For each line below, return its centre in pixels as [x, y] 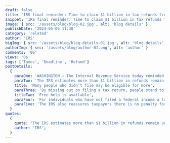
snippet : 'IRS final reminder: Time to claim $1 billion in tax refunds [83, 19]
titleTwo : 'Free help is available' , [54, 95]
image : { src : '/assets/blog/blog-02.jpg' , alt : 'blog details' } [77, 24]
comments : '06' [21, 52]
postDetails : [19, 66]
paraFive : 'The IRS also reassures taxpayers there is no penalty [86, 104]
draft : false [19, 10]
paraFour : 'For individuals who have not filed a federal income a [87, 99]
